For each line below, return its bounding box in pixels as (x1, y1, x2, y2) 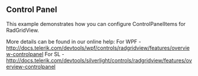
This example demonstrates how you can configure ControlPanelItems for (6, 20, 186, 27)
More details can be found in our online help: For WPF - (6, 38, 141, 45)
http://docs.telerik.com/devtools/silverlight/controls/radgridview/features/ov (6, 57, 192, 64)
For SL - (44, 50, 64, 58)
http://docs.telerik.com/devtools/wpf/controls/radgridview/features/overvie (6, 44, 190, 51)
